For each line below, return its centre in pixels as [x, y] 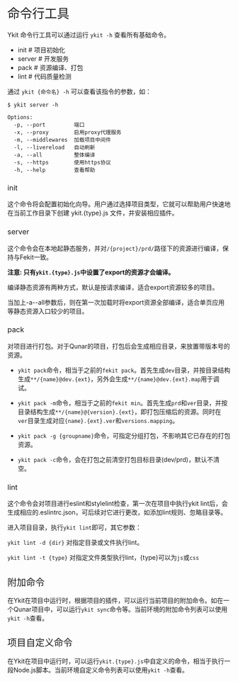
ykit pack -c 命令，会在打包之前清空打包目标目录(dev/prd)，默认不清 [118, 459]
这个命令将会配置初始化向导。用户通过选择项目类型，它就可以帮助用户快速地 [119, 204]
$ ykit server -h [33, 105]
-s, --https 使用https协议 [62, 162]
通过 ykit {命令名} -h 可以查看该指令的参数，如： [80, 91]
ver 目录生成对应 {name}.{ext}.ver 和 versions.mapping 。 [98, 420]
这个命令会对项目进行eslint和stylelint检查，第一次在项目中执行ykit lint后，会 [118, 504]
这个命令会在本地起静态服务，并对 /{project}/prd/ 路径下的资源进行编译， [115, 248]
